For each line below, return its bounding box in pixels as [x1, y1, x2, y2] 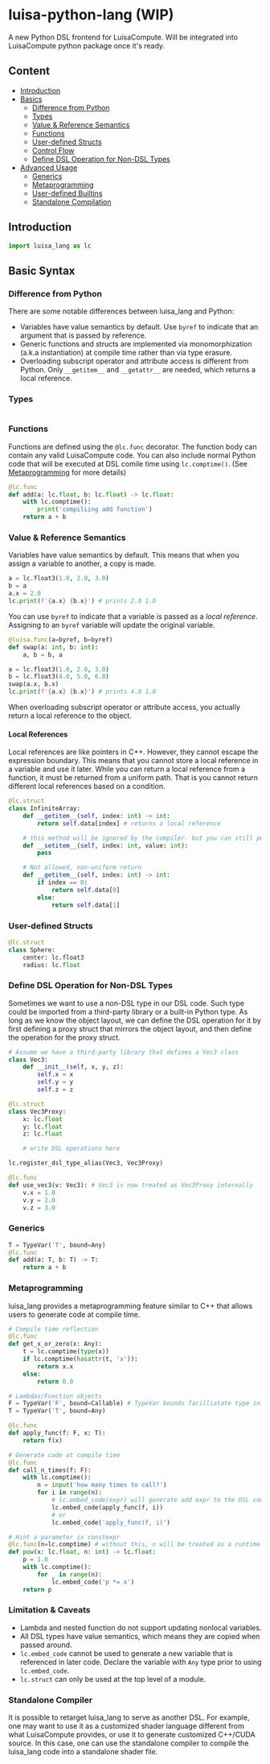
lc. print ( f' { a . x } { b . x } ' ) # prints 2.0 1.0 [8, 597, 157, 605]
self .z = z [37, 1085, 74, 1094]
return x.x [37, 1362, 74, 1371]
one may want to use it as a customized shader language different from [8, 1721, 245, 1731]
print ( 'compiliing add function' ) [37, 505, 153, 513]
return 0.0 [37, 1377, 74, 1385]
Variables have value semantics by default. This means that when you [8, 550, 239, 560]
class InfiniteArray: [8, 804, 81, 813]
